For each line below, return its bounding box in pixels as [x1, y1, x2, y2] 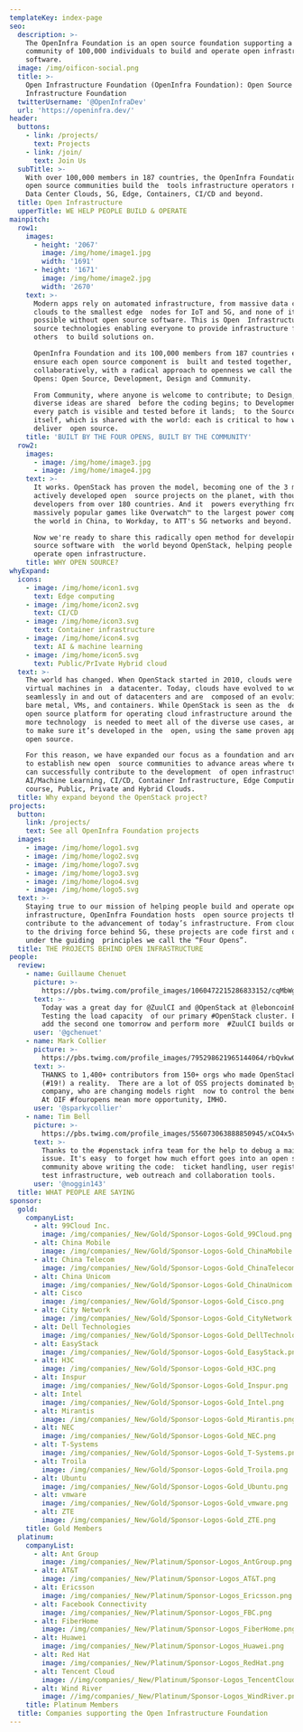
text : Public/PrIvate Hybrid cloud [32, 659, 168, 668]
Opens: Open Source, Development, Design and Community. [32, 374, 252, 383]
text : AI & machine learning [32, 642, 143, 651]
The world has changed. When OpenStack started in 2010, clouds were [25, 675, 293, 685]
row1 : [17, 223, 39, 232]
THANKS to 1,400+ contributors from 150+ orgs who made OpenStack [41, 1070, 297, 1079]
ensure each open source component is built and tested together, [32, 357, 293, 366]
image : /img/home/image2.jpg [41, 274, 151, 283]
